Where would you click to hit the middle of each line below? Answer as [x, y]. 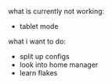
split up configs [45, 56]
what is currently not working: [56, 11]
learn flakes [38, 73]
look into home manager [59, 65]
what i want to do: [37, 41]
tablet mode [39, 26]
